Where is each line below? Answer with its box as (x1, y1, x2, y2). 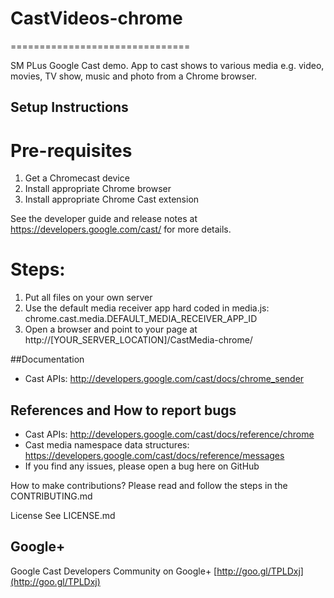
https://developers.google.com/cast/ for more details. (10, 223, 232, 236)
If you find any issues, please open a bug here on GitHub (24, 460, 260, 472)
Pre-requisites (10, 139, 133, 162)
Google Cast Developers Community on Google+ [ (10, 565, 218, 577)
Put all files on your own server (24, 292, 153, 304)
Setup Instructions (10, 99, 129, 116)
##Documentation (10, 353, 85, 366)
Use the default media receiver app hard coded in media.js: (24, 302, 270, 314)
